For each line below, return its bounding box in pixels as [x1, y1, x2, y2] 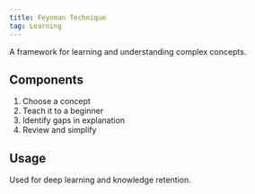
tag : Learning [9, 22, 63, 31]
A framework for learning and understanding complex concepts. [9, 46, 247, 57]
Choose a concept [22, 96, 92, 107]
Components [9, 72, 84, 87]
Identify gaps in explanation [22, 115, 126, 126]
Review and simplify [22, 125, 97, 136]
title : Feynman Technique [9, 13, 106, 22]
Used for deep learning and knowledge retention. [9, 174, 191, 185]
